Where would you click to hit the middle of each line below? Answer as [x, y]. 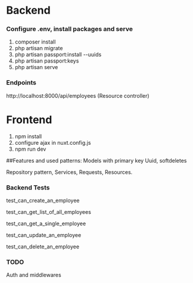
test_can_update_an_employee [44, 235]
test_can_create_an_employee [43, 201]
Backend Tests [28, 187]
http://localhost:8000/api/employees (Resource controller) [78, 95]
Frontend [29, 119]
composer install [35, 42]
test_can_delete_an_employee [43, 247]
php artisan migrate [39, 48]
